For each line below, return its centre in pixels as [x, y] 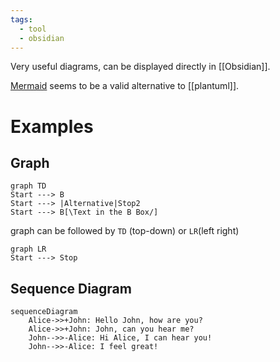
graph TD [28, 186]
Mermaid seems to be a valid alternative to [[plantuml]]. [125, 86]
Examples [52, 126]
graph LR [28, 249]
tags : [21, 19]
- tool [33, 29]
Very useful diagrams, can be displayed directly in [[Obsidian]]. [140, 67]
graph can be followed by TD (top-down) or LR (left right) [125, 231]
